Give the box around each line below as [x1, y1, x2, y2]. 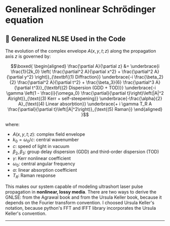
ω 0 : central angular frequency [12, 161, 75, 168]
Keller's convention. [5, 210, 47, 216]
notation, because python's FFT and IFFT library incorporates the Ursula [5, 205, 156, 211]
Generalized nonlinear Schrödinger [5, 4, 156, 15]
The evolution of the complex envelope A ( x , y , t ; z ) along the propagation [5, 48, 156, 54]
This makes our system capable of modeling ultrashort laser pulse [5, 183, 143, 190]
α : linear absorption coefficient [12, 167, 77, 173]
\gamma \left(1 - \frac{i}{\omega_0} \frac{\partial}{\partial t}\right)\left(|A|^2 [6, 90, 164, 96]
